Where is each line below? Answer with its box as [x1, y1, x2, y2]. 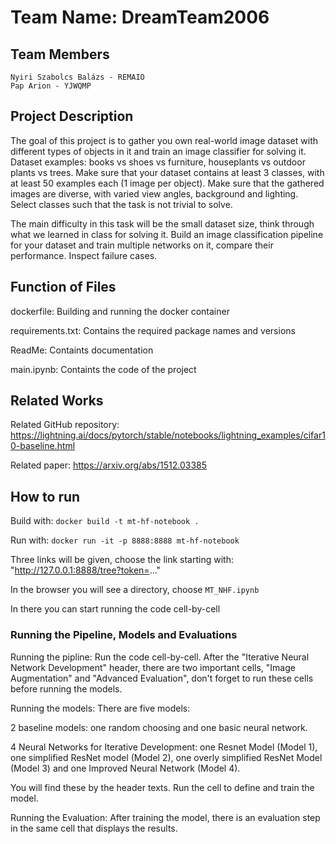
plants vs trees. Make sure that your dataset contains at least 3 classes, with [10, 166, 325, 178]
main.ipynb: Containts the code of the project [10, 363, 197, 375]
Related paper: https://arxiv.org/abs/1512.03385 [10, 459, 208, 471]
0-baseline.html [10, 440, 76, 452]
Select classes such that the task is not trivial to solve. [10, 198, 233, 210]
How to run [10, 488, 81, 505]
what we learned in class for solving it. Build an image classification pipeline [10, 228, 324, 240]
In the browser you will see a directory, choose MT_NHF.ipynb [10, 584, 260, 596]
